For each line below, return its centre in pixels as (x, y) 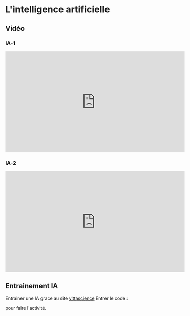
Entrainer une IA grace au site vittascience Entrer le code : (67, 298)
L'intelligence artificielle (58, 9)
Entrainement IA (32, 286)
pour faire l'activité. (26, 308)
